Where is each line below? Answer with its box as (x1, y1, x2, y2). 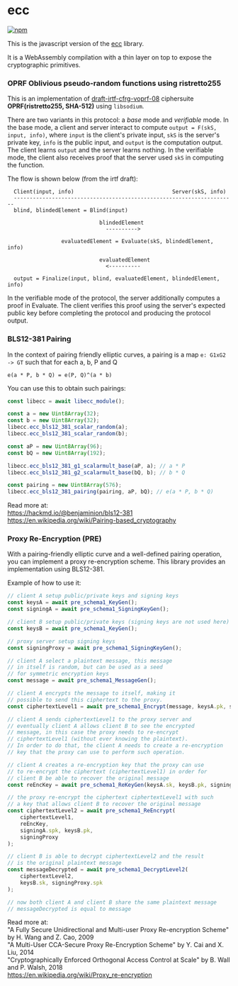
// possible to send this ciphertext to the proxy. (7, 696, 163, 703)
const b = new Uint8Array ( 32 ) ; (7, 417, 100, 424)
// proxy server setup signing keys (7, 637, 115, 645)
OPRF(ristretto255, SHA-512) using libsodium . (7, 102, 144, 111)
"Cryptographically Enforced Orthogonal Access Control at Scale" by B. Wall (7, 956, 230, 964)
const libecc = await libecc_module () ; (7, 398, 125, 405)
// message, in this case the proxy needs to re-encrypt (7, 729, 179, 736)
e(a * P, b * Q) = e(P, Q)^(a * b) (7, 371, 113, 379)
